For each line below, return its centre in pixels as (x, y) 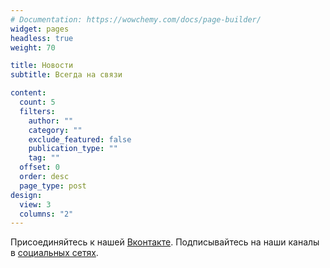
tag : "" (44, 158)
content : (28, 93)
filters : (37, 111)
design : (26, 195)
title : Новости (42, 66)
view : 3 (35, 204)
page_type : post (53, 186)
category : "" (55, 130)
